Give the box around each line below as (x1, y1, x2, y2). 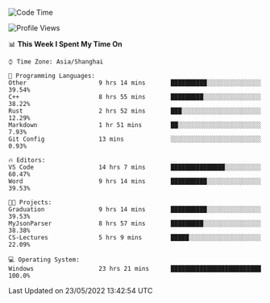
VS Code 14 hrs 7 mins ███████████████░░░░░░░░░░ (8, 163, 262, 171)
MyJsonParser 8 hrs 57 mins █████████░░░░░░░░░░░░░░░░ (8, 219, 262, 227)
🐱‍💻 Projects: (8, 199, 52, 207)
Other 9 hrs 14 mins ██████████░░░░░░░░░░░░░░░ (8, 79, 262, 87)
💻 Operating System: (8, 256, 81, 264)
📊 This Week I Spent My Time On (8, 39, 123, 48)
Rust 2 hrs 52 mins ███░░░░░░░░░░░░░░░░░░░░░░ (8, 107, 262, 115)
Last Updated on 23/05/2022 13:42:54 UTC (8, 286, 153, 295)
